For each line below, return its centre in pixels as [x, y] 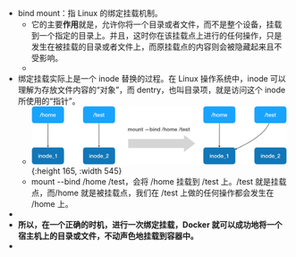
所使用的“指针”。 [49, 101]
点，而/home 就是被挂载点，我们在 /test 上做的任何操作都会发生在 [152, 193]
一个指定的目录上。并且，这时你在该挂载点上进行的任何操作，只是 [161, 35]
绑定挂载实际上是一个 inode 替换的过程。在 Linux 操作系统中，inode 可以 [152, 78]
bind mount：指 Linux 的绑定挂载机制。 [90, 13]
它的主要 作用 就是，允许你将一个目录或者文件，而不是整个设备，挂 [152, 24]
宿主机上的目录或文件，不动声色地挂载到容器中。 [108, 236]
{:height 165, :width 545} [76, 171]
